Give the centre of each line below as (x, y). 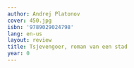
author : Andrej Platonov (44, 14)
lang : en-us (25, 34)
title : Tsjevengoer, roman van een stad (68, 47)
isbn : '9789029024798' (41, 27)
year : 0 (19, 54)
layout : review (30, 40)
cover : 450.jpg (30, 21)
